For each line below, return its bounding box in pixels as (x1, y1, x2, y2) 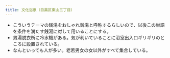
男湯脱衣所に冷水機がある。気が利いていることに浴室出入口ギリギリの (12, 34, 161, 40)
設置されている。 (26, 41, 62, 47)
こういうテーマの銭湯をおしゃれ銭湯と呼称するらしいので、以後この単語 (12, 22, 165, 28)
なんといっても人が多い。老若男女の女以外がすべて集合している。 (12, 47, 151, 53)
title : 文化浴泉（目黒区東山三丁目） (5, 7, 75, 13)
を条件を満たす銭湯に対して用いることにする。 (12, 28, 111, 34)
